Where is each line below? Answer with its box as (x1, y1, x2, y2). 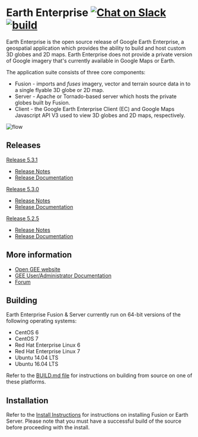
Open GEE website (14, 265, 60, 273)
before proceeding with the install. (6, 424, 90, 431)
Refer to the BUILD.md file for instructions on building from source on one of (6, 372, 193, 379)
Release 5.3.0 (6, 185, 40, 192)
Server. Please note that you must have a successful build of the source (6, 417, 182, 425)
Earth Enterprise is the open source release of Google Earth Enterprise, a (6, 38, 184, 45)
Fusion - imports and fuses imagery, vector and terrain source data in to (14, 80, 191, 87)
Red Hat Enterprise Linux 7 (14, 348, 81, 355)
